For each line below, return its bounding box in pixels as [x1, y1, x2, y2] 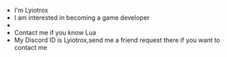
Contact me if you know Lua [13, 28, 97, 37]
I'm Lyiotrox [13, 6, 48, 14]
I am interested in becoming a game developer [13, 13, 150, 22]
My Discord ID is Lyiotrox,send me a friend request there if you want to [13, 36, 221, 44]
